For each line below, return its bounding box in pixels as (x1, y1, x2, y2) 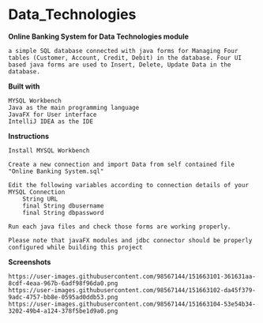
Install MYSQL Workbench (8, 146, 90, 155)
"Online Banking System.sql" (8, 167, 104, 175)
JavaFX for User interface (8, 111, 97, 118)
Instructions (8, 131, 50, 141)
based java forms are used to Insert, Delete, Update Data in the (8, 61, 231, 69)
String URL (22, 195, 58, 203)
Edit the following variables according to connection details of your (8, 181, 249, 189)
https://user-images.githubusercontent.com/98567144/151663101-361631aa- (8, 272, 257, 280)
